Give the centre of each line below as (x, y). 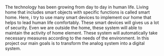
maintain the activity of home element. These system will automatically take (81, 33)
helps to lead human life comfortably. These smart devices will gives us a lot (82, 22)
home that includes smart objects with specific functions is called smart (78, 12)
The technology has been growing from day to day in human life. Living (77, 7)
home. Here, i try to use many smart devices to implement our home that (78, 17)
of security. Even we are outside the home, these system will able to (74, 28)
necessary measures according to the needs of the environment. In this (77, 38)
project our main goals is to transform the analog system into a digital (75, 43)
